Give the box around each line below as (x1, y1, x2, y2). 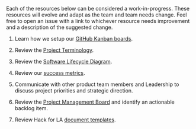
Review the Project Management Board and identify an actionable (14, 98, 175, 105)
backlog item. (14, 105, 49, 111)
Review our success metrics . (14, 70, 85, 76)
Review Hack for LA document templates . (14, 116, 117, 123)
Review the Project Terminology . (14, 47, 94, 54)
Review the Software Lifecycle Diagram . (14, 58, 113, 65)
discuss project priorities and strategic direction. (14, 87, 133, 94)
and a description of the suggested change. (6, 24, 113, 31)
